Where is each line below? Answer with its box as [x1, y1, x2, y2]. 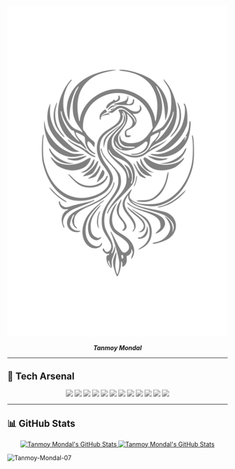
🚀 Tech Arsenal [7, 370, 75, 383]
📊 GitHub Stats [7, 418, 76, 430]
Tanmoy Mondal [93, 344, 142, 352]
